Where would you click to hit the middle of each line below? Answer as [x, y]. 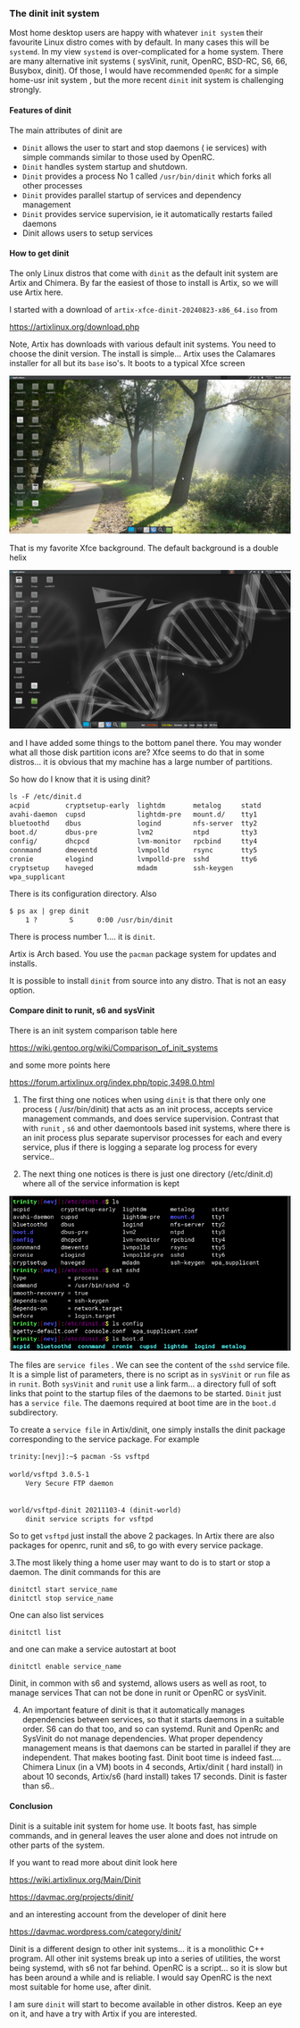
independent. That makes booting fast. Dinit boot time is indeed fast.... [151, 1757]
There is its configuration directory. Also [83, 893]
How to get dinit [39, 254]
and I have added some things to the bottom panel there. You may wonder [146, 742]
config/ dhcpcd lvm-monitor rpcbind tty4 [133, 841]
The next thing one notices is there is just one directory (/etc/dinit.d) [148, 1174]
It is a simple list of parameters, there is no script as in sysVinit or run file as [150, 1374]
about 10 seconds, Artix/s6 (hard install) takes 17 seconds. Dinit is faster [154, 1776]
